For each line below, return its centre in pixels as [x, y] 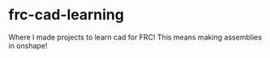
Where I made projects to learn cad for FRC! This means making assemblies [135, 37]
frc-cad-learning [66, 15]
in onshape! [28, 45]
